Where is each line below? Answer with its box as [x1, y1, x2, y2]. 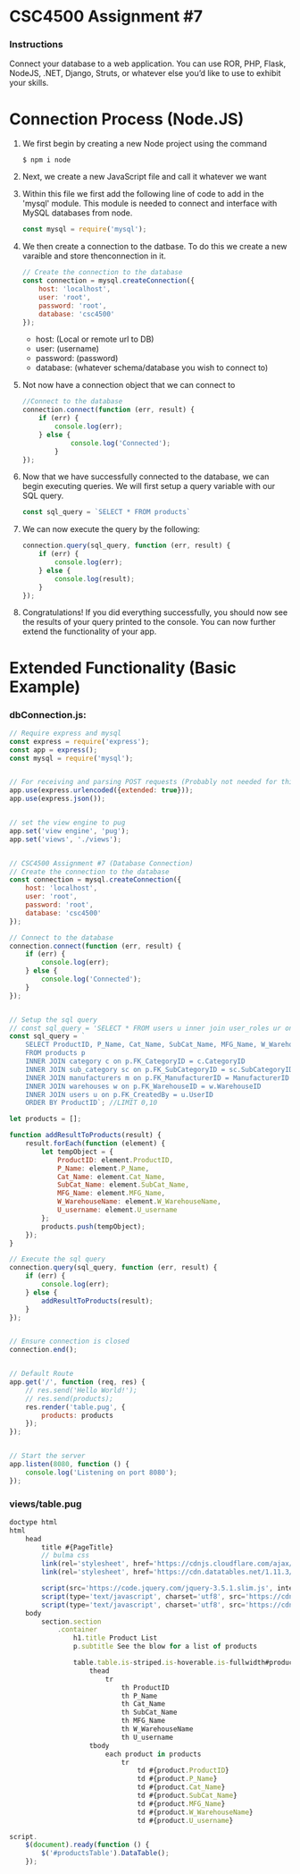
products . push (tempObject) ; [41, 1222, 146, 1231]
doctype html [9, 1517, 58, 1526]
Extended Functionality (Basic [9, 657, 237, 678]
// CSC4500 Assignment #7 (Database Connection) [9, 858, 194, 868]
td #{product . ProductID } [137, 1766, 229, 1776]
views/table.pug [9, 1498, 82, 1510]
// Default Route [9, 1370, 74, 1379]
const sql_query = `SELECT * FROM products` [21, 508, 191, 517]
